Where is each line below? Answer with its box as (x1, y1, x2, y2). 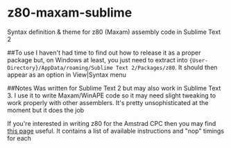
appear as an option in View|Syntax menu (7, 71, 127, 79)
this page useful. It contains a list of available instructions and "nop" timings (7, 127, 224, 135)
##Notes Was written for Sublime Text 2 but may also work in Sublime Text (7, 84, 221, 92)
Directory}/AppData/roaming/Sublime (7, 64, 113, 71)
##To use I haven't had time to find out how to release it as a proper (7, 48, 201, 57)
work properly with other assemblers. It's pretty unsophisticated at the (7, 98, 209, 107)
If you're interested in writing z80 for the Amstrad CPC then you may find (7, 119, 216, 127)
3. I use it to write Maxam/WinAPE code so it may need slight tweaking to (7, 91, 216, 100)
